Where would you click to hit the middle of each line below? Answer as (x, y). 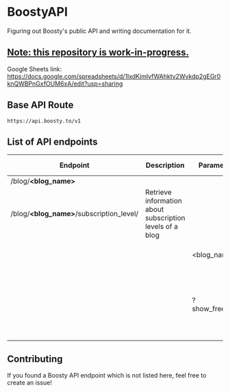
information (164, 201)
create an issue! (30, 383)
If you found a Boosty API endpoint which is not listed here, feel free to (107, 376)
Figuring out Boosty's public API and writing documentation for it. (99, 31)
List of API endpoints (52, 142)
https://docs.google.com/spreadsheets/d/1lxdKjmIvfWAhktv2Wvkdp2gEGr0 (114, 76)
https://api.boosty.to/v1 (44, 121)
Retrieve (158, 193)
